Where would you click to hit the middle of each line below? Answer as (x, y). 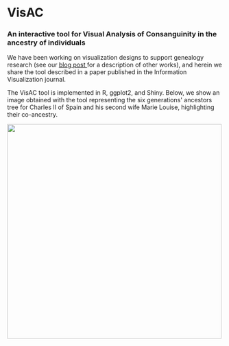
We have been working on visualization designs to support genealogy (106, 58)
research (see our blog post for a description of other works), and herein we (115, 65)
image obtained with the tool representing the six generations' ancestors (110, 100)
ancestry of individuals (46, 43)
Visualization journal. (37, 80)
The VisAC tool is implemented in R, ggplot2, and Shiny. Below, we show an (113, 93)
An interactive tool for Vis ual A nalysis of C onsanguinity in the (112, 34)
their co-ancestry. (33, 115)
